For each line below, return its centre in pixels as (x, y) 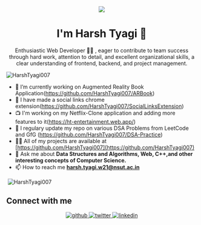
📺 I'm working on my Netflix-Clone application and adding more (95, 113)
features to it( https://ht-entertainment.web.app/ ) (75, 121)
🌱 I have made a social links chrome (60, 99)
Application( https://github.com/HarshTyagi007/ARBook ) (85, 93)
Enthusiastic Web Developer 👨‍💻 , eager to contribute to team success (102, 50)
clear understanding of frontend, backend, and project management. (102, 63)
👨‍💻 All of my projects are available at (61, 141)
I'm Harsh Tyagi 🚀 (102, 34)
